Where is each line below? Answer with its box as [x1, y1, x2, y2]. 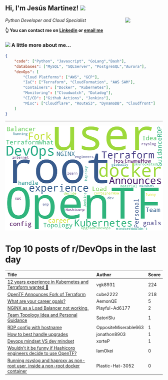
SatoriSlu [96, 315, 115, 321]
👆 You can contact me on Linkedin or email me [5, 27, 103, 33]
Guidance [7, 317, 27, 324]
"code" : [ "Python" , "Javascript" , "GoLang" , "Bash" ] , [14, 58, 126, 64]
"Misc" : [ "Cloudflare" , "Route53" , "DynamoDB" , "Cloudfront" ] [23, 101, 155, 106]
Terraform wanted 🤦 [7, 284, 49, 290]
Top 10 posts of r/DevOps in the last [5, 243, 156, 254]
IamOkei [96, 348, 113, 354]
